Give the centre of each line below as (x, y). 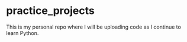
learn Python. (22, 33)
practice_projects (50, 11)
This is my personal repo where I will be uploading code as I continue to (94, 27)
